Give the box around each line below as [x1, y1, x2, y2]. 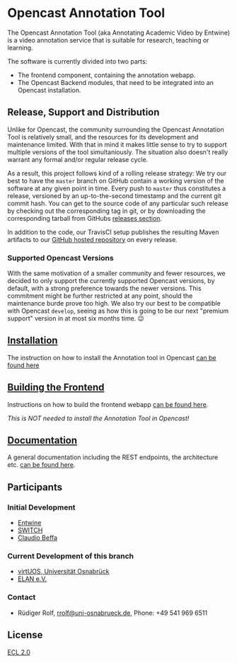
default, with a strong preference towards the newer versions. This [7, 284, 202, 293]
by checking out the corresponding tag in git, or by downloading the [7, 207, 206, 215]
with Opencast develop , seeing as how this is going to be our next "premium [7, 306, 229, 316]
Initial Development [7, 502, 76, 512]
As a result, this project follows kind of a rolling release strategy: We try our [7, 168, 227, 178]
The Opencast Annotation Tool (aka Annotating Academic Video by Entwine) [7, 28, 230, 37]
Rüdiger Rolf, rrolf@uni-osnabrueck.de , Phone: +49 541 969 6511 [17, 609, 207, 617]
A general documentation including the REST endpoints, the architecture [7, 453, 219, 461]
